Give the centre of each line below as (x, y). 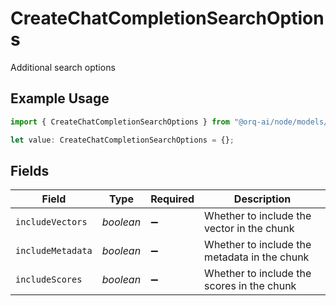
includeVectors (51, 222)
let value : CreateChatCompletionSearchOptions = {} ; (122, 140)
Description (262, 199)
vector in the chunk (249, 229)
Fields (30, 170)
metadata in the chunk (257, 257)
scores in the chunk (250, 286)
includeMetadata (54, 251)
